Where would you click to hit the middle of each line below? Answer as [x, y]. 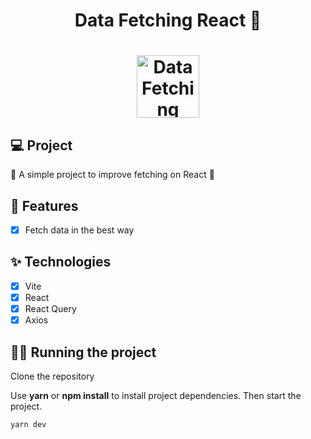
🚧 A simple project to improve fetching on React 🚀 [112, 175]
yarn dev [28, 424]
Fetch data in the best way [79, 230]
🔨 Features [44, 205]
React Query [50, 308]
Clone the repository [52, 376]
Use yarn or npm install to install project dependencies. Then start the [156, 395]
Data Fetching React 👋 [168, 20]
